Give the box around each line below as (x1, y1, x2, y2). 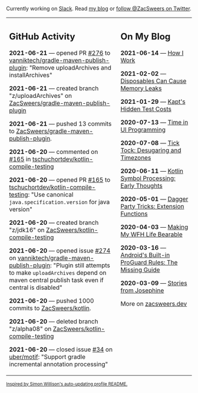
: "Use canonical (28, 190, 74, 198)
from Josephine (120, 286, 164, 294)
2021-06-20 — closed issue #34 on (9, 345, 113, 353)
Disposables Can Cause (120, 77, 187, 85)
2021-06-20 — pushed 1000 (9, 296, 94, 304)
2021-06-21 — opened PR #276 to (9, 48, 111, 57)
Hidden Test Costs (120, 104, 172, 113)
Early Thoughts (120, 181, 163, 189)
